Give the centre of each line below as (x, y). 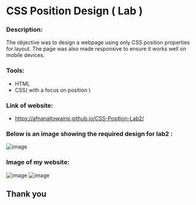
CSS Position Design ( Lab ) (75, 11)
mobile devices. (26, 55)
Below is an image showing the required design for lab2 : (89, 134)
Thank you (26, 194)
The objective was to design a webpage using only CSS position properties (98, 42)
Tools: (15, 71)
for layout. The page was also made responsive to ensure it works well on (96, 49)
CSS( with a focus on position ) (53, 90)
